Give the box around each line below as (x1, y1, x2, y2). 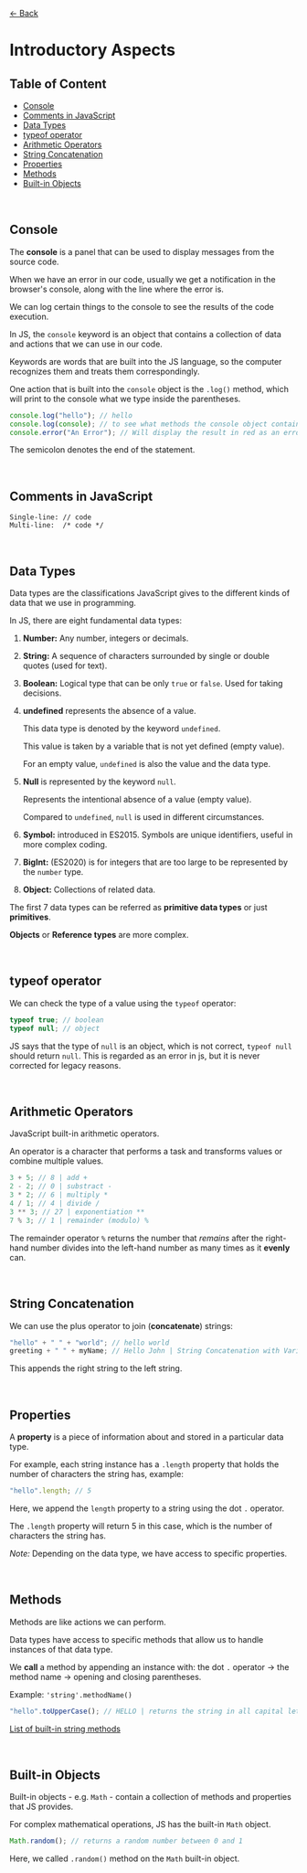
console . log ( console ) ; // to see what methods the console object (9, 420, 268, 429)
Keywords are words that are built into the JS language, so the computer (9, 356, 282, 367)
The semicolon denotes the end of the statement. (9, 444, 196, 455)
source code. (9, 256, 59, 267)
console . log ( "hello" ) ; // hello (9, 410, 132, 420)
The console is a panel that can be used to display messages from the (9, 246, 275, 257)
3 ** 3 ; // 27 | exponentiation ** (9, 1207, 145, 1217)
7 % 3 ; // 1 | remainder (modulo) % (9, 1216, 149, 1225)
